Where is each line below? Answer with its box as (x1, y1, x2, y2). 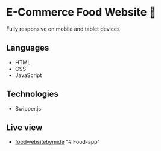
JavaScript (14, 72, 42, 79)
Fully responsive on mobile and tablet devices (6, 25, 120, 32)
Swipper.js (14, 105, 42, 112)
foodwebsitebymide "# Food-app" (14, 138, 100, 146)
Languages (6, 43, 49, 53)
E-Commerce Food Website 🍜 (6, 5, 157, 19)
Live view (6, 122, 43, 132)
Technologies (6, 89, 59, 99)
